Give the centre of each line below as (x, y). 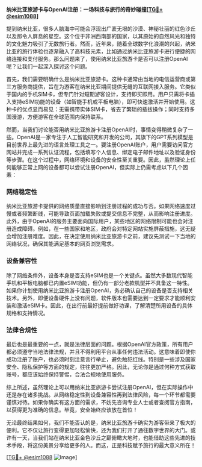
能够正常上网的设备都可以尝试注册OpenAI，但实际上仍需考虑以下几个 (97, 167)
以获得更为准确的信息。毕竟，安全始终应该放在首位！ (72, 410)
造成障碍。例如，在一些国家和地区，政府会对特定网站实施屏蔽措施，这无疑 (103, 229)
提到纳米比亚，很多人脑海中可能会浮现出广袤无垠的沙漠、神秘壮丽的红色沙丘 (101, 29)
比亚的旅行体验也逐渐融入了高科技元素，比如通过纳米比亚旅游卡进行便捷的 (98, 51)
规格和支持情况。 (27, 313)
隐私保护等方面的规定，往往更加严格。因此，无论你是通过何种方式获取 (109, 366)
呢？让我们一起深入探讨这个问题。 (48, 66)
